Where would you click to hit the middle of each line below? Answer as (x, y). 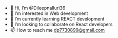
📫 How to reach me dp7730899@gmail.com (57, 30)
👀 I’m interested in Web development (49, 13)
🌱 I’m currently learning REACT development (57, 19)
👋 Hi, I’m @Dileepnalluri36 (38, 8)
